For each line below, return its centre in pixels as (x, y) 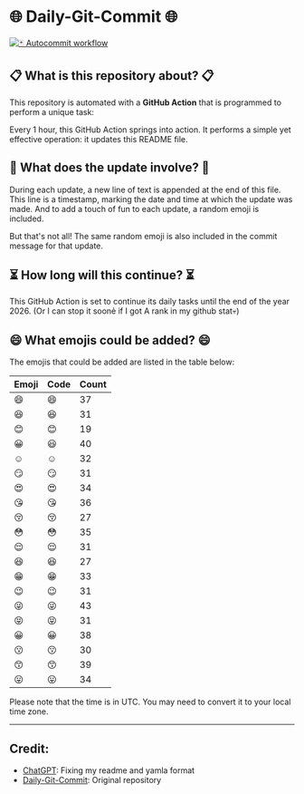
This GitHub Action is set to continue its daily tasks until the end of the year (150, 302)
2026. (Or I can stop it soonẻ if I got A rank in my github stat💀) (124, 311)
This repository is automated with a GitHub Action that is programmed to (146, 102)
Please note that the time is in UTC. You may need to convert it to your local (150, 702)
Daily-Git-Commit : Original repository (92, 780)
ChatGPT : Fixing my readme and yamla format (109, 770)
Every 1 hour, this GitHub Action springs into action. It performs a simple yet (150, 130)
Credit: (29, 748)
